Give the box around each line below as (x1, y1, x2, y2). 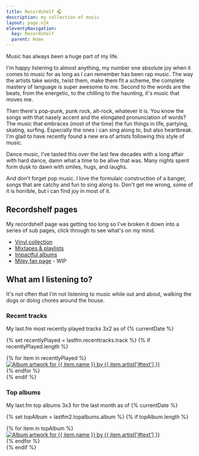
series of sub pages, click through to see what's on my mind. (6, 227, 156, 234)
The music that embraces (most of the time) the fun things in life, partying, (6, 120, 189, 127)
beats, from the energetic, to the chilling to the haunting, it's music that (6, 90, 180, 96)
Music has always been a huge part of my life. (6, 53, 119, 60)
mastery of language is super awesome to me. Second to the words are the (6, 83, 191, 90)
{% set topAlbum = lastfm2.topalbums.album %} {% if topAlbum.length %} (6, 413, 189, 420)
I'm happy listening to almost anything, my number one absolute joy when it (6, 64, 191, 71)
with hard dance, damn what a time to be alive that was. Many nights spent (6, 157, 189, 164)
